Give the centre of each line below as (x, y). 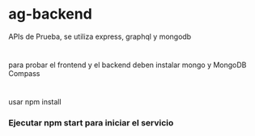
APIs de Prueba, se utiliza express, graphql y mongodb (100, 36)
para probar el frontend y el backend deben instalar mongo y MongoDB (127, 65)
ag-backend (51, 14)
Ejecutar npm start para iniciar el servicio (91, 123)
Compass (24, 74)
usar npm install (35, 102)
